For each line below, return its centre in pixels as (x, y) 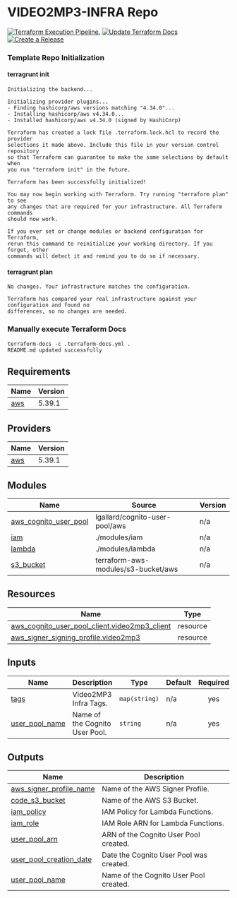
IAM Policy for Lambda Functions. (158, 812)
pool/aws (110, 526)
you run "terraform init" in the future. (69, 170)
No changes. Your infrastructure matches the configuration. (99, 287)
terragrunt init (28, 74)
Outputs (26, 757)
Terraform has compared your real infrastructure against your (102, 299)
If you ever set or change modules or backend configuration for (105, 232)
